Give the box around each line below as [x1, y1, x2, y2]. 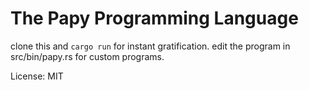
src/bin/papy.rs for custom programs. [10, 50, 165, 62]
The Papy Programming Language [10, 7, 299, 30]
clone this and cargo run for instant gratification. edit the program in [10, 40, 291, 52]
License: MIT [10, 70, 64, 82]
